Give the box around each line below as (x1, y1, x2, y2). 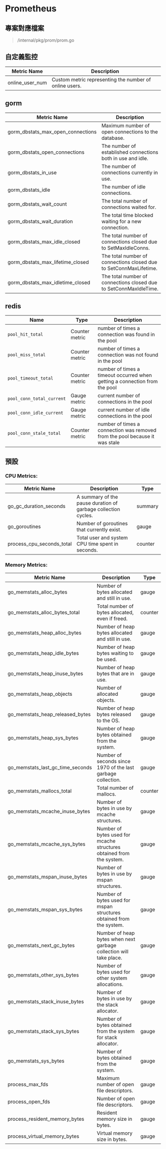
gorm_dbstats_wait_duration (7, 218, 73, 225)
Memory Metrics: (5, 561, 48, 568)
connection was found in (97, 331, 155, 338)
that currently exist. (76, 526, 122, 533)
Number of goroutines (76, 520, 128, 527)
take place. (96, 954, 123, 961)
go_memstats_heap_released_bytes (7, 711, 91, 718)
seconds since (96, 758, 131, 765)
